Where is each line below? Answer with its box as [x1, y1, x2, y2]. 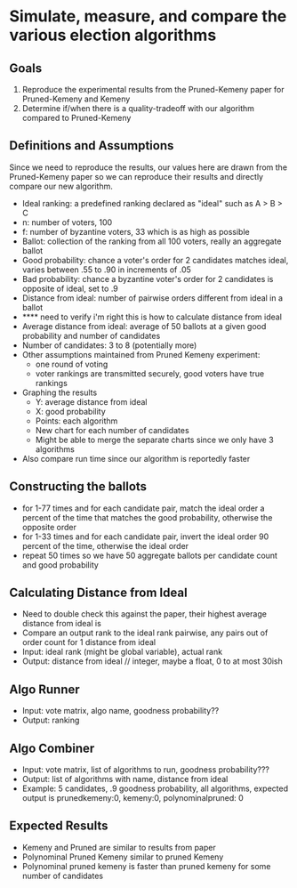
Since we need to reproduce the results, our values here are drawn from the [9, 162, 287, 173]
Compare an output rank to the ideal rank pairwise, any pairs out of [21, 627, 269, 638]
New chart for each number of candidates [35, 424, 189, 435]
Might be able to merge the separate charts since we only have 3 [35, 434, 274, 445]
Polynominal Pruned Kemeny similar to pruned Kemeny [21, 852, 224, 862]
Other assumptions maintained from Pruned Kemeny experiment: [21, 349, 261, 359]
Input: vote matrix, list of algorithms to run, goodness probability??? [21, 764, 269, 775]
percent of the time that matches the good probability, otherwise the [21, 512, 273, 522]
